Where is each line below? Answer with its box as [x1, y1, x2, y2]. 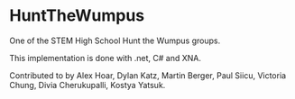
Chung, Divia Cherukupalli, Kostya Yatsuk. [9, 79, 166, 90]
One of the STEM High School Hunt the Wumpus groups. [9, 35, 221, 46]
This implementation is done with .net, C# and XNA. [9, 52, 201, 63]
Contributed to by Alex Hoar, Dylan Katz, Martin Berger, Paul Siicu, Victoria [9, 69, 287, 81]
